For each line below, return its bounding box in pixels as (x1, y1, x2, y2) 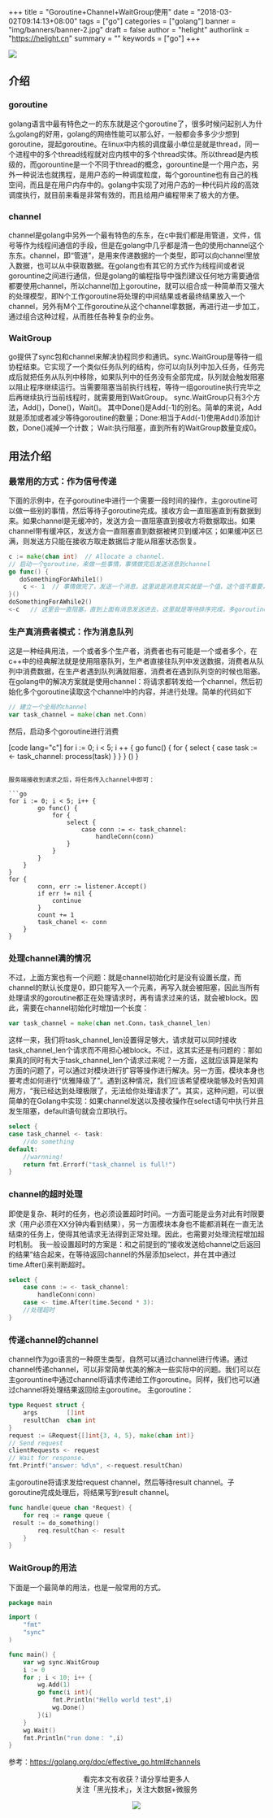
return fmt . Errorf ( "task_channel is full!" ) (23, 1160, 176, 1169)
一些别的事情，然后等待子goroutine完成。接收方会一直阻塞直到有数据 (22, 505, 254, 515)
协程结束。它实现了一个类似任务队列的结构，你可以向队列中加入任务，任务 (8, 362, 258, 372)
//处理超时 (23, 1306, 55, 1314)
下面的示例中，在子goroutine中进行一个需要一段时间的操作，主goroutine (8, 495, 251, 505)
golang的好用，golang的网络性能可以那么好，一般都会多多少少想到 (15, 129, 240, 138)
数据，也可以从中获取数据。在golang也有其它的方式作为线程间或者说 (15, 260, 245, 270)
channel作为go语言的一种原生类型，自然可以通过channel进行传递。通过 (8, 1354, 249, 1364)
